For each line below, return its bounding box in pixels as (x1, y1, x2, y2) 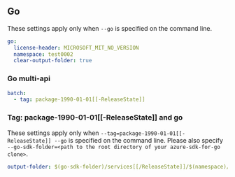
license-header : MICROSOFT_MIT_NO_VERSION (13, 44, 139, 51)
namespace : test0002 (13, 50, 73, 58)
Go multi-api (7, 73, 51, 83)
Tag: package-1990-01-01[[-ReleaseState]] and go (7, 113, 183, 122)
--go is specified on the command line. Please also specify (54, 136, 224, 144)
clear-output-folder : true (13, 57, 92, 64)
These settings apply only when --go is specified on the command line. (7, 24, 212, 32)
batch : (7, 90, 27, 97)
